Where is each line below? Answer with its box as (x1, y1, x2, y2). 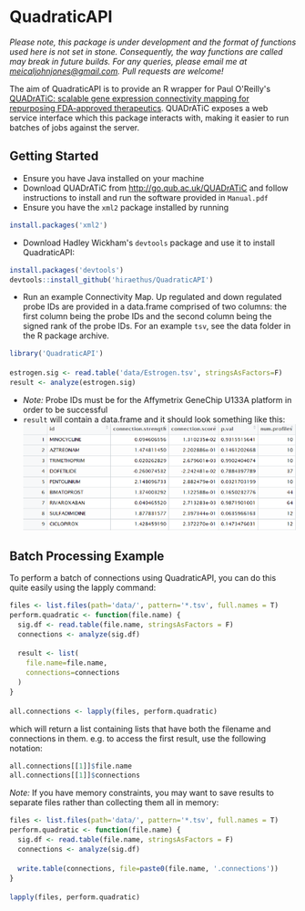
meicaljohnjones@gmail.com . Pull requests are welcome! (9, 66, 225, 77)
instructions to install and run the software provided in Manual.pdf (22, 192, 269, 202)
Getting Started (9, 149, 99, 164)
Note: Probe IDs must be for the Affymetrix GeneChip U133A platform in (22, 394, 292, 405)
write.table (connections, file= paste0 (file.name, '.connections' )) (17, 864, 280, 873)
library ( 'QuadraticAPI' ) (9, 349, 104, 358)
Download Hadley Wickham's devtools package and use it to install (22, 237, 276, 248)
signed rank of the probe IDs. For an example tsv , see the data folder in (22, 321, 291, 332)
